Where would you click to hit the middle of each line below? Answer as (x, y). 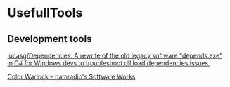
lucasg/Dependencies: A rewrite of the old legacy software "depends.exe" (115, 55)
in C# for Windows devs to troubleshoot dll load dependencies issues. (109, 63)
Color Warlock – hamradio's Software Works (71, 76)
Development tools (50, 39)
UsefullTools (45, 13)
